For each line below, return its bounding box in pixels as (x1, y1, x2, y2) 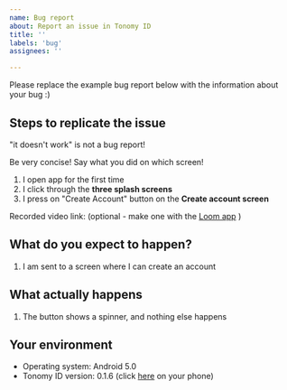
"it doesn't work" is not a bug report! (9, 139, 146, 150)
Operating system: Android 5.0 (22, 361, 137, 372)
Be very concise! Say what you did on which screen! (9, 156, 205, 167)
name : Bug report (9, 13, 75, 23)
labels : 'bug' (9, 38, 63, 48)
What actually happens (9, 287, 143, 302)
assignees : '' (9, 47, 63, 56)
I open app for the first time (22, 173, 125, 185)
